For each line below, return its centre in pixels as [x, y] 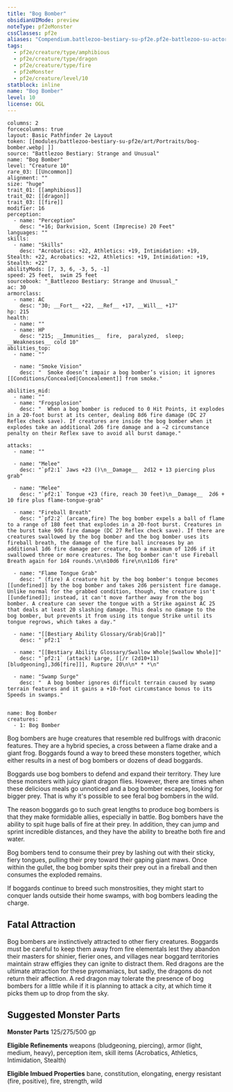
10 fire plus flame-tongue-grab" [55, 500]
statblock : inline [34, 85]
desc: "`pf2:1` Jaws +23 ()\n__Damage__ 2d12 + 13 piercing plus [118, 470]
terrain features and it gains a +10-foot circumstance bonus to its [110, 689]
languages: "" [28, 233]
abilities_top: [29, 348]
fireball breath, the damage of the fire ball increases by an [101, 543]
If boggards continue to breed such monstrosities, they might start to [106, 888]
